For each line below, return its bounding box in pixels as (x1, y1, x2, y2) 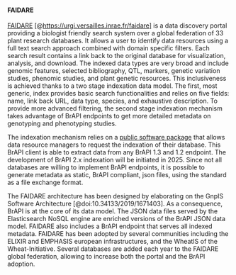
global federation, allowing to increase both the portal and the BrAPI (7, 252, 206, 261)
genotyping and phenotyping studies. (7, 119, 117, 128)
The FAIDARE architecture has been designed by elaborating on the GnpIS (7, 192, 224, 201)
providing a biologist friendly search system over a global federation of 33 (7, 29, 224, 38)
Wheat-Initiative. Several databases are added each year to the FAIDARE (7, 245, 219, 253)
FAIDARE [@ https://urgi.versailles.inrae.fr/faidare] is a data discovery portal (7, 21, 227, 30)
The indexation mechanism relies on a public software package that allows (7, 133, 225, 142)
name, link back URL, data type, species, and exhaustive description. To (7, 96, 218, 106)
